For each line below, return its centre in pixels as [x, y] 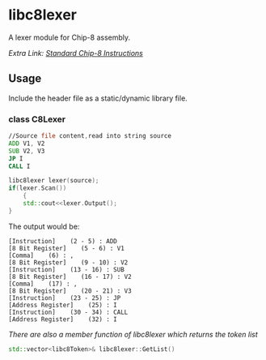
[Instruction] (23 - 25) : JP [65, 298]
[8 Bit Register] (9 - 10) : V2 [68, 262]
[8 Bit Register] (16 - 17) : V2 [70, 276]
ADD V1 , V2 [27, 144]
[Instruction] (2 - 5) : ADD [63, 241]
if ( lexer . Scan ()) [38, 188]
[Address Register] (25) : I [63, 305]
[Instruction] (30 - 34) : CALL [68, 312]
